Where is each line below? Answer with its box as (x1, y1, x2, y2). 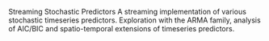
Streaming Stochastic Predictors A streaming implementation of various (8, 7, 246, 16)
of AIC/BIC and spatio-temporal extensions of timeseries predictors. (8, 24, 235, 33)
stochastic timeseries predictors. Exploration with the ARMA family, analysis (8, 15, 261, 25)
